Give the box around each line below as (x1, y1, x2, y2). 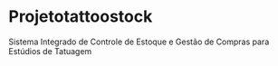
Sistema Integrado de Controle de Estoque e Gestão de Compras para (8, 36, 270, 47)
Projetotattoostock (8, 6, 153, 27)
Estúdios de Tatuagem (8, 45, 92, 56)
